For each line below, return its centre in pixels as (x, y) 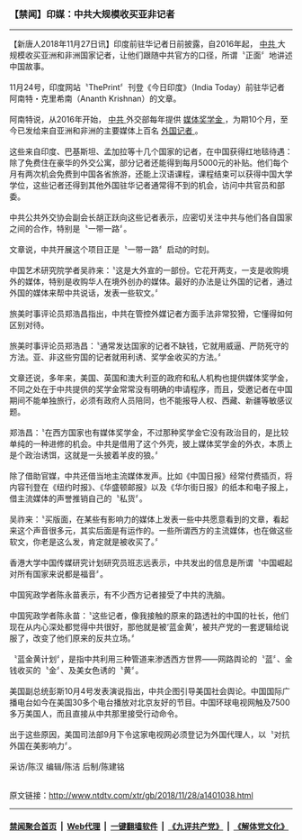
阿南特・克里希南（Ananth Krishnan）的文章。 (95, 99)
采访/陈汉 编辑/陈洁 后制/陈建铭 (67, 767)
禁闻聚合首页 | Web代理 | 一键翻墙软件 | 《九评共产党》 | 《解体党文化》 (149, 826)
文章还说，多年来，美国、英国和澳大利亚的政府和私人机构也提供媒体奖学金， (151, 378)
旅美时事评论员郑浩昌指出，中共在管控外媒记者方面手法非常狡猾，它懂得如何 (151, 314)
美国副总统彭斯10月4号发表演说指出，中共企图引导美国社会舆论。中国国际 (146, 691)
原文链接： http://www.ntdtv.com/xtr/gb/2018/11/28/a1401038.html (131, 796)
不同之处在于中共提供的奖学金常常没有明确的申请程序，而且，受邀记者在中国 (151, 389)
